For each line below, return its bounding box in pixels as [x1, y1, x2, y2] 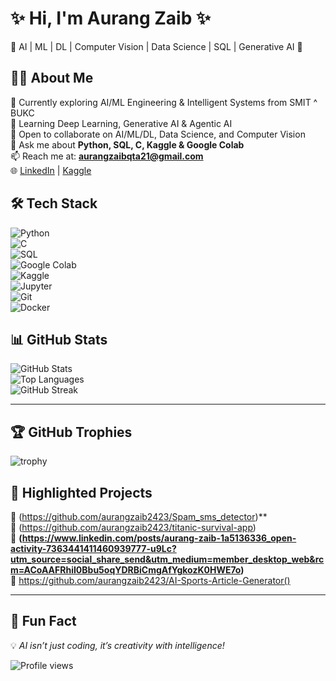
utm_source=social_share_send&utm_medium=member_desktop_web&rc [10, 553, 325, 565]
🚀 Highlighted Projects [10, 484, 153, 501]
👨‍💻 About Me [10, 70, 94, 87]
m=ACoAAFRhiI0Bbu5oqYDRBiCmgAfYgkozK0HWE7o [10, 564, 242, 576]
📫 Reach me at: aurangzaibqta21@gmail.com [10, 150, 204, 162]
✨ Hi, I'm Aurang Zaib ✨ [10, 7, 211, 30]
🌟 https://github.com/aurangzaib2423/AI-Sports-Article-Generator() [10, 575, 291, 586]
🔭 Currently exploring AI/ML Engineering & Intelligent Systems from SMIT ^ [10, 96, 318, 108]
